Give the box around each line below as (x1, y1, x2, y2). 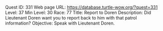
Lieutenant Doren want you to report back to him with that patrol (5, 15, 137, 20)
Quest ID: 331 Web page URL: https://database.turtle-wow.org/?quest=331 (5, 4, 158, 10)
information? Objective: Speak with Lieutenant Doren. (5, 20, 115, 26)
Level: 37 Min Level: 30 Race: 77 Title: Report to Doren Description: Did (5, 9, 151, 15)
